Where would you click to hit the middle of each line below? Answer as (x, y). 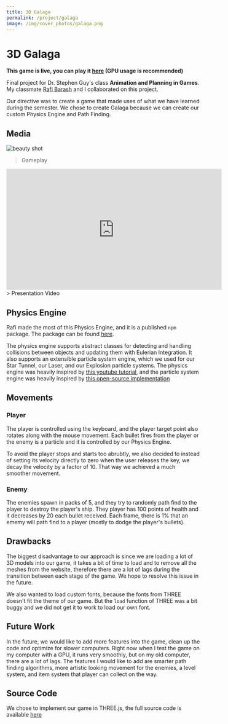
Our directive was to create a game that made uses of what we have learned (103, 101)
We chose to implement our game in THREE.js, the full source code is (94, 708)
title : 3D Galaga (29, 12)
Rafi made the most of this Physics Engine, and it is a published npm (91, 327)
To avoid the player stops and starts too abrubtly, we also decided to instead (103, 454)
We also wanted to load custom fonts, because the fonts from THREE (94, 594)
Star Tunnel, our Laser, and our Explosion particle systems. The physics (97, 365)
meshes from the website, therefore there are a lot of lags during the (93, 569)
